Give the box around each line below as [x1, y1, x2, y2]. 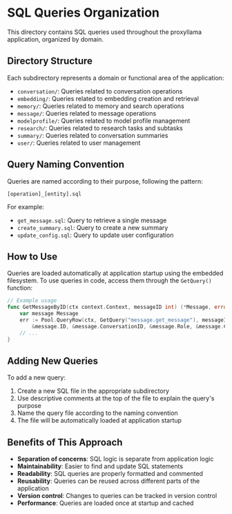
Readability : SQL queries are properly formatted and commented [17, 470, 204, 478]
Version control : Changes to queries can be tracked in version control [17, 492, 217, 500]
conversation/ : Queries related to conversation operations [17, 87, 183, 95]
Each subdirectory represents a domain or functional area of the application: [7, 73, 224, 82]
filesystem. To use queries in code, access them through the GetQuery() [7, 276, 212, 285]
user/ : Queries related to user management [17, 139, 141, 147]
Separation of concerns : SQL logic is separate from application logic [17, 455, 214, 463]
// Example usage [7, 297, 57, 304]
